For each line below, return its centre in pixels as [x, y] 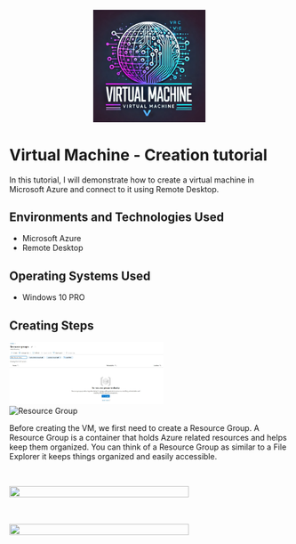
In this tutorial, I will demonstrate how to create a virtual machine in [132, 180]
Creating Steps [52, 325]
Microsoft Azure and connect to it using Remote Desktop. [114, 189]
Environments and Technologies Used [117, 217]
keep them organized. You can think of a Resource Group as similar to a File [148, 447]
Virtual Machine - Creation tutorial [139, 154]
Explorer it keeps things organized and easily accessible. [113, 457]
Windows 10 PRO [53, 297]
